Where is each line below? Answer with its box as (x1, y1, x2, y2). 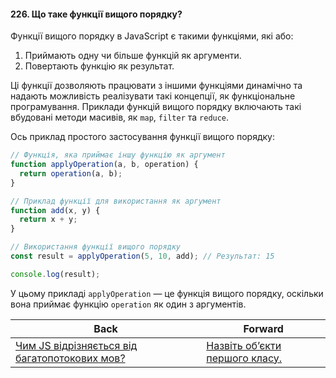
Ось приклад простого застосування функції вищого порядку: (10, 131, 275, 143)
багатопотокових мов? (15, 351, 126, 365)
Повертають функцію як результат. (24, 60, 175, 72)
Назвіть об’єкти (206, 338, 282, 352)
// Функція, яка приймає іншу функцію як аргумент (10, 150, 226, 160)
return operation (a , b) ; (19, 168, 123, 179)
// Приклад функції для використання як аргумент (10, 196, 222, 206)
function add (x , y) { (10, 205, 101, 215)
